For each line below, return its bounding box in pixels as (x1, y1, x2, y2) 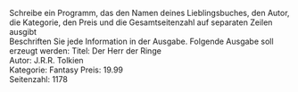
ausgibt (9, 27, 37, 37)
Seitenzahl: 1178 (9, 74, 69, 84)
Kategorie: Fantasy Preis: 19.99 (9, 64, 123, 75)
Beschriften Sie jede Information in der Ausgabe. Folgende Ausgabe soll (9, 36, 274, 46)
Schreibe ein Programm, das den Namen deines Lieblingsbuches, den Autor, (9, 8, 290, 18)
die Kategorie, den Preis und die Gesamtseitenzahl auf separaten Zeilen (9, 17, 273, 28)
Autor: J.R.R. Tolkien (9, 55, 84, 65)
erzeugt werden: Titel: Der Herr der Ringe (9, 46, 162, 56)
